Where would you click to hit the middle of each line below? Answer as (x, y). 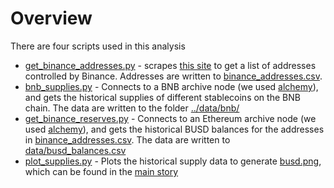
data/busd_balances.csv (75, 150)
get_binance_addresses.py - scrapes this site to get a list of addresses (170, 65)
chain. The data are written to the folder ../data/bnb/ (132, 108)
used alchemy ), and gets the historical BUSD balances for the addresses (174, 129)
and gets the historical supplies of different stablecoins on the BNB (162, 97)
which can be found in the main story (101, 171)
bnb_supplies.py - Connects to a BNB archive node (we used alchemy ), (171, 86)
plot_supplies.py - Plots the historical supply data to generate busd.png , (173, 161)
